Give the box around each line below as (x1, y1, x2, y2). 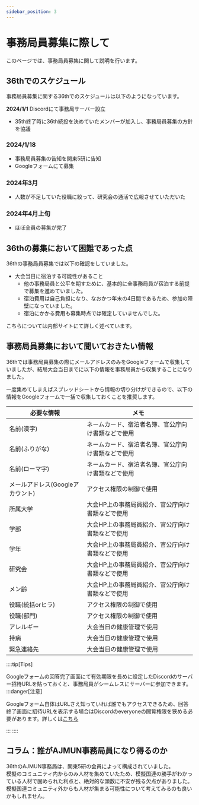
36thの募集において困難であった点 (6, 243, 133, 253)
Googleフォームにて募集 (14, 162, 74, 169)
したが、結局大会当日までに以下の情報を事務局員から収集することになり (16, 366, 193, 373)
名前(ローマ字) (9, 464, 50, 473)
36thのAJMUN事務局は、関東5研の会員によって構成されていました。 (6, 762, 174, 769)
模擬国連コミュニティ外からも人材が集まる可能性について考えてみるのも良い (6, 785, 192, 792)
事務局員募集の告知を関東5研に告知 (14, 155, 102, 162)
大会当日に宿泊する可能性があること (14, 272, 104, 280)
